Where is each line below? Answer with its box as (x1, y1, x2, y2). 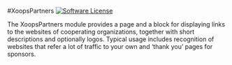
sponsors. (7, 50, 36, 58)
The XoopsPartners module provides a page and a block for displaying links (7, 20, 226, 28)
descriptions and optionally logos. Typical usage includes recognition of (7, 35, 215, 43)
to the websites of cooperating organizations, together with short (7, 28, 195, 36)
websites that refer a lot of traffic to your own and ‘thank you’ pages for (7, 43, 213, 50)
